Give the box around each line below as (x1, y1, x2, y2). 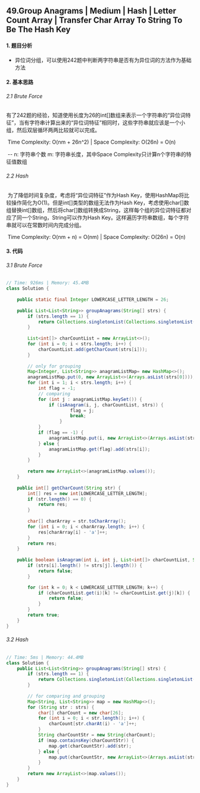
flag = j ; (70, 408, 95, 413)
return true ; (27, 612, 60, 618)
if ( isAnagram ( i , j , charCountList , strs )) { (48, 402, 164, 408)
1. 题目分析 (6, 42, 33, 49)
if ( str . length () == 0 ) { (27, 496, 92, 502)
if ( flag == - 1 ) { (37, 430, 84, 436)
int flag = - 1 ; (37, 385, 76, 391)
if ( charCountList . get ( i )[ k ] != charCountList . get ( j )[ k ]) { (37, 590, 190, 596)
